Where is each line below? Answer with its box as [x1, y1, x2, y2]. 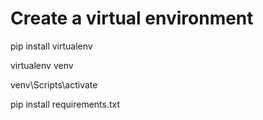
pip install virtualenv [10, 40, 93, 52]
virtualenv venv [10, 59, 74, 71]
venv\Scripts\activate [10, 78, 98, 91]
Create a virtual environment [10, 7, 254, 30]
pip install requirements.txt [10, 98, 121, 110]
